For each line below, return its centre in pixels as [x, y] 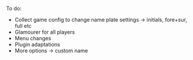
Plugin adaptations [37, 44]
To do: [14, 8]
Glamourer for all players [45, 32]
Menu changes [33, 38]
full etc [23, 26]
